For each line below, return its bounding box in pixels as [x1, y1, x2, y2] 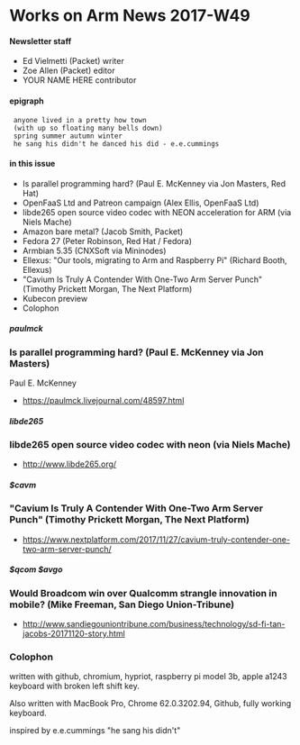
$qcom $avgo [9, 564, 63, 575]
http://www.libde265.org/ [22, 459, 117, 469]
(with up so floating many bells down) [13, 123, 164, 132]
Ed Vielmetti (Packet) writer [22, 56, 124, 67]
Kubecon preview [22, 293, 88, 304]
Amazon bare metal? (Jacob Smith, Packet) [22, 226, 184, 237]
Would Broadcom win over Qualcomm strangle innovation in [9, 586, 277, 599]
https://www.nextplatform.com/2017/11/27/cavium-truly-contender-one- [22, 533, 291, 545]
